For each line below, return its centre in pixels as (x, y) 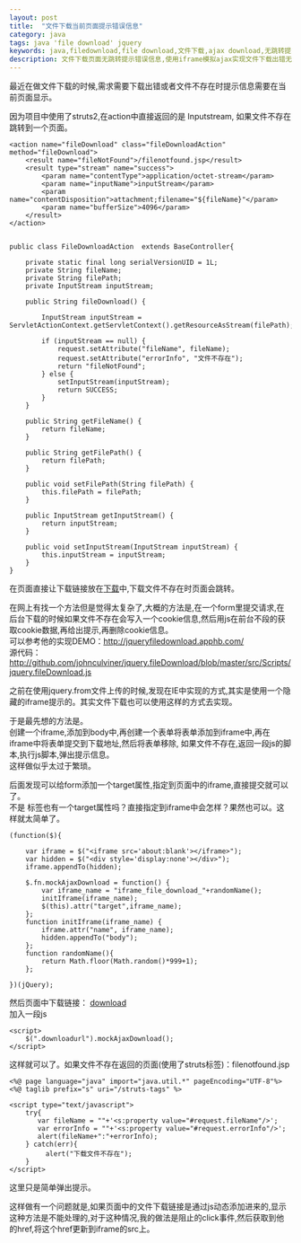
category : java (38, 34)
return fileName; (73, 429)
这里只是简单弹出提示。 (52, 1187)
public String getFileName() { (84, 421)
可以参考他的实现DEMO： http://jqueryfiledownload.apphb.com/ (127, 641)
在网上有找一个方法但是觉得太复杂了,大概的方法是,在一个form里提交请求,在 (147, 608)
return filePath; (73, 461)
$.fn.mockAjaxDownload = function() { (98, 883)
